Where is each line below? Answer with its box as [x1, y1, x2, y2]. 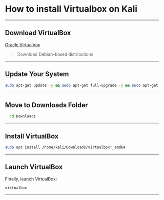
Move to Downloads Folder [5, 101, 88, 109]
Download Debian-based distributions [17, 51, 94, 57]
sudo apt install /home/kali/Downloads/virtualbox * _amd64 [5, 145, 125, 150]
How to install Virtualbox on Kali [5, 3, 138, 15]
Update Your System [5, 70, 69, 79]
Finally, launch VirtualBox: [5, 176, 57, 181]
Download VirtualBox [5, 29, 71, 37]
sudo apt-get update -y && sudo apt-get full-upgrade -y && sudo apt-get [5, 83, 159, 88]
